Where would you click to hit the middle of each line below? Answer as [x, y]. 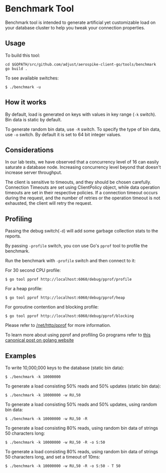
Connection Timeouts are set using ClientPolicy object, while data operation [83, 187]
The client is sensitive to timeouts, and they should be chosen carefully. [78, 182]
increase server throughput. [34, 172]
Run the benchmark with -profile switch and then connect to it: [71, 261]
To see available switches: [32, 78]
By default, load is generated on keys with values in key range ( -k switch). [81, 114]
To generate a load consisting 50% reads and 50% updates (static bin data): [83, 386]
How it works [26, 102]
